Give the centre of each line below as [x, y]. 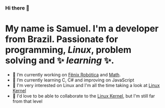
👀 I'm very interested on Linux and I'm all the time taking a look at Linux [86, 85]
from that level [27, 101]
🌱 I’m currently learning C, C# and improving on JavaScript [73, 80]
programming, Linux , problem [68, 50]
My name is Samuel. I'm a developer [82, 29]
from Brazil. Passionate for [62, 39]
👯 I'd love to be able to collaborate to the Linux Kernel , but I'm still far [84, 96]
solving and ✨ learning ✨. [60, 61]
